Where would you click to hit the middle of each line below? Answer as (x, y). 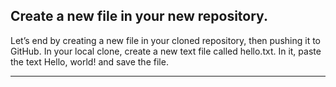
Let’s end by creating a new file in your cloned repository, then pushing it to (165, 40)
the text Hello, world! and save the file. (89, 61)
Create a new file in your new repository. (139, 16)
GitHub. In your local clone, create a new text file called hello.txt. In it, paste (166, 51)
